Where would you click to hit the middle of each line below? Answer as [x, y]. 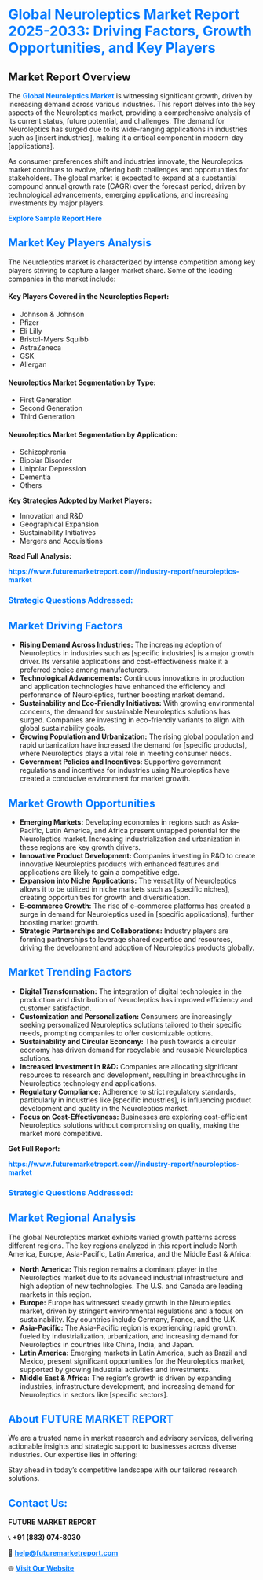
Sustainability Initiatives [58, 533]
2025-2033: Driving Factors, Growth [130, 31]
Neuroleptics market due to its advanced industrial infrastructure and [131, 1277]
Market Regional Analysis [72, 1218]
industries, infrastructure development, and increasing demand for [127, 1386]
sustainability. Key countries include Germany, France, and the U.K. [128, 1319]
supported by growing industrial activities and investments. [115, 1369]
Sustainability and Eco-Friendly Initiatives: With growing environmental [137, 703]
